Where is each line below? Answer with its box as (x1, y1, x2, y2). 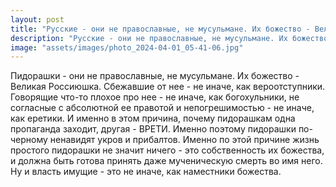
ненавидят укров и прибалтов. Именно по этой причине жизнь (49, 134, 320, 146)
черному (10, 134, 48, 146)
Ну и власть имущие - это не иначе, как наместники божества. (10, 166, 282, 178)
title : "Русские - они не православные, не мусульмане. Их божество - (10, 24, 311, 34)
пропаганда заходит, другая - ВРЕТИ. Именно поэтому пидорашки (10, 123, 297, 135)
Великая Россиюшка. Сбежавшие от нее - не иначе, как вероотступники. (10, 81, 326, 93)
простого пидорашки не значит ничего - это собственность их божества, (10, 144, 325, 156)
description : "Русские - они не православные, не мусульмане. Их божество (10, 33, 329, 43)
